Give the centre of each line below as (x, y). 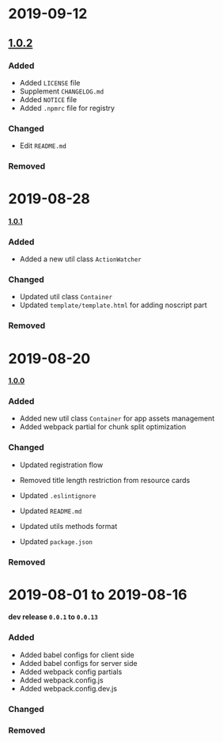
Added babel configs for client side (77, 655)
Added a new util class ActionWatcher (81, 259)
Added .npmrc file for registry (67, 108)
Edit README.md (43, 146)
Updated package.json (56, 541)
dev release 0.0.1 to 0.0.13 (53, 617)
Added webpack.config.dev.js (68, 688)
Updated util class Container (66, 297)
